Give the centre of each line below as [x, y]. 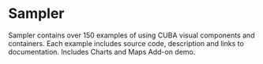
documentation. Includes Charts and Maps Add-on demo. [102, 52]
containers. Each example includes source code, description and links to [126, 43]
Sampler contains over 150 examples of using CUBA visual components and [131, 35]
